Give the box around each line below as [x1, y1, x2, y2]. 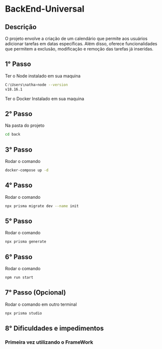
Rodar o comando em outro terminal [5, 301, 77, 307]
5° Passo [5, 217, 32, 226]
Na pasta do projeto [5, 122, 45, 128]
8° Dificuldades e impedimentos [5, 324, 104, 332]
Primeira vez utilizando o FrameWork [5, 339, 93, 346]
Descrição [5, 23, 37, 31]
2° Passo [5, 109, 32, 118]
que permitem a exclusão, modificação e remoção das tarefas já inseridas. [5, 46, 154, 52]
